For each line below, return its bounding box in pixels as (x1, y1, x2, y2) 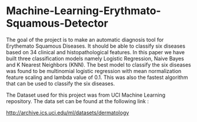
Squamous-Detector (6, 17, 109, 30)
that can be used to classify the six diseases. (6, 80, 115, 87)
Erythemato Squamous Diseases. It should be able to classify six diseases (6, 42, 186, 50)
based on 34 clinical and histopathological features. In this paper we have (6, 48, 185, 55)
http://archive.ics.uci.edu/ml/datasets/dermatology (6, 109, 129, 116)
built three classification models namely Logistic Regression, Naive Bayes (6, 55, 184, 62)
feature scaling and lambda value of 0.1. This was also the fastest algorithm (6, 74, 188, 81)
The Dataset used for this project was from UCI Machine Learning (6, 91, 166, 98)
